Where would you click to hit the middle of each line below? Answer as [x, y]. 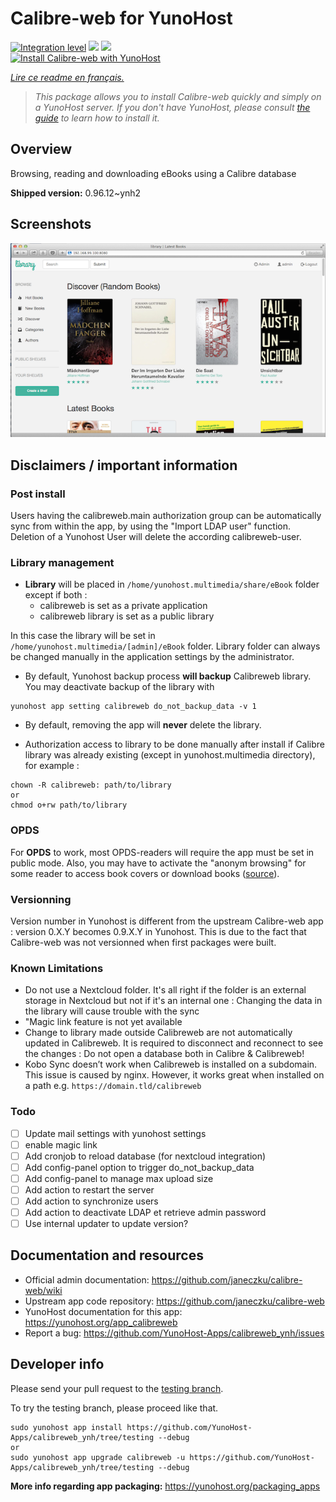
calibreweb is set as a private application [123, 606]
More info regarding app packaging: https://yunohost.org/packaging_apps [165, 1486]
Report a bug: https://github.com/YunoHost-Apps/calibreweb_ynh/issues [174, 1333]
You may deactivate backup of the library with [119, 687]
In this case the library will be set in [83, 636]
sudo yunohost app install [66, 1427]
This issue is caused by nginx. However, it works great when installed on [174, 1075]
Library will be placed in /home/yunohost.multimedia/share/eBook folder [172, 584]
